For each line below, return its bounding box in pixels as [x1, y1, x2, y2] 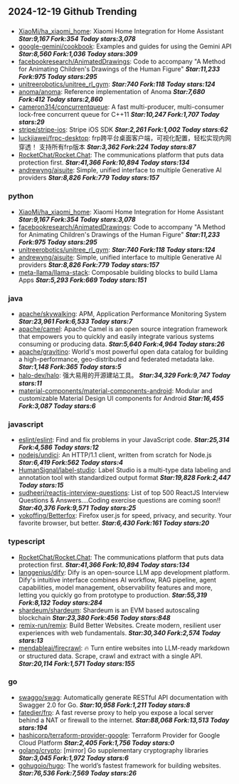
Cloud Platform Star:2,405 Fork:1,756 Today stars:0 [18, 738, 175, 747]
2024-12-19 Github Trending [8, 6, 137, 18]
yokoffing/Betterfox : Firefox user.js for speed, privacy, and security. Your [18, 511, 232, 520]
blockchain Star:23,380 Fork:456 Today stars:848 [18, 613, 171, 622]
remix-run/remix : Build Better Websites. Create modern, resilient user [18, 621, 221, 629]
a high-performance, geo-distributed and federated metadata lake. [18, 355, 215, 363]
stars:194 [18, 723, 48, 732]
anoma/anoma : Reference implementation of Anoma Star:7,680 [18, 88, 206, 96]
